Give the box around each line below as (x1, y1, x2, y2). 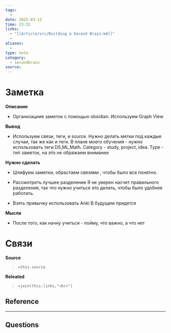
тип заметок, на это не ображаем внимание (12, 149, 109, 156)
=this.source (17, 264, 46, 270)
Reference (5, 297, 39, 306)
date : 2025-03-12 (5, 17, 42, 22)
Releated (5, 274, 24, 279)
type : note (5, 50, 28, 55)
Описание (5, 103, 28, 110)
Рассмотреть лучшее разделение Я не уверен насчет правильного (12, 180, 159, 186)
